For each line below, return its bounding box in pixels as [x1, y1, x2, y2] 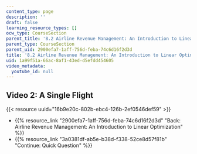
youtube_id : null [11, 69, 54, 74]
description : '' [6, 14, 46, 20]
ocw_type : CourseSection [6, 30, 67, 36]
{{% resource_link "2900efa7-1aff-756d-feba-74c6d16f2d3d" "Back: [14, 117, 181, 124]
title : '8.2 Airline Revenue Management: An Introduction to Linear [6, 52, 177, 58]
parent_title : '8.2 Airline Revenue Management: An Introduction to [6, 36, 177, 42]
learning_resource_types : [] [6, 25, 77, 31]
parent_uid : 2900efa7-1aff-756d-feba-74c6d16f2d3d [6, 47, 133, 53]
